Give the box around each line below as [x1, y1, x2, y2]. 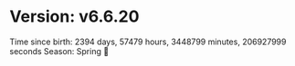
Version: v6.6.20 [9, 6, 140, 27]
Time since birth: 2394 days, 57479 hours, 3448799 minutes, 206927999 [9, 36, 287, 47]
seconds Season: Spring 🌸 [9, 45, 110, 56]
